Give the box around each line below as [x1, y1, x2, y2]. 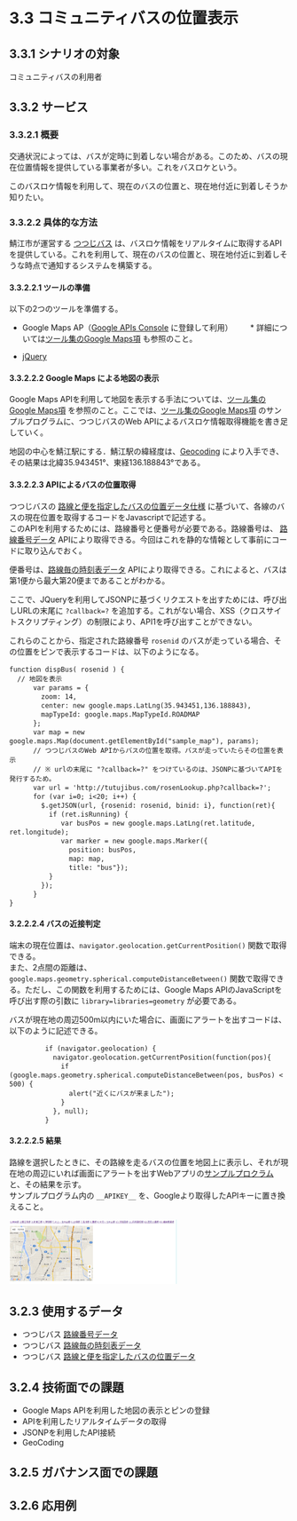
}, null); [52, 1106, 90, 1115]
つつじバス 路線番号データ [21, 1329, 118, 1340]
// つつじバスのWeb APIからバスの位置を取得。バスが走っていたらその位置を [32, 746, 277, 755]
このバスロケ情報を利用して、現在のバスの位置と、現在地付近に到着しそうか [9, 180, 288, 191]
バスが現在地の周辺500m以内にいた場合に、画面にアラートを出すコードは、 [9, 1014, 286, 1025]
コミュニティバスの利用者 [9, 72, 103, 82]
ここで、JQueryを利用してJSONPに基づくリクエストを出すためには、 [9, 594, 264, 605]
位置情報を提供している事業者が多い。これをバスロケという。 [16, 162, 242, 172]
